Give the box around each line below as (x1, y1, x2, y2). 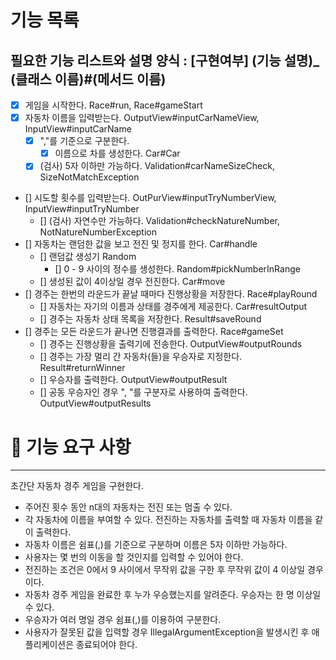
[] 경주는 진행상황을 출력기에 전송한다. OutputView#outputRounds (39, 338, 303, 350)
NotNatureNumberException (39, 226, 158, 238)
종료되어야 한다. (76, 639, 138, 651)
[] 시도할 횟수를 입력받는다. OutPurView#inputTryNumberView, (24, 192, 277, 204)
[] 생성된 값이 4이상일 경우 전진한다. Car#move (39, 276, 226, 288)
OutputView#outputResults (39, 397, 152, 410)
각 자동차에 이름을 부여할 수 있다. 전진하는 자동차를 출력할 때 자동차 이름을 (24, 514, 313, 526)
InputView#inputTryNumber (24, 203, 140, 215)
